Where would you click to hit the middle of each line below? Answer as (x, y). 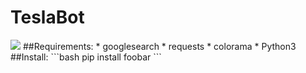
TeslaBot (47, 17)
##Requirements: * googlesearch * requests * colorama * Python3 (159, 46)
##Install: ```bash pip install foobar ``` (86, 57)
